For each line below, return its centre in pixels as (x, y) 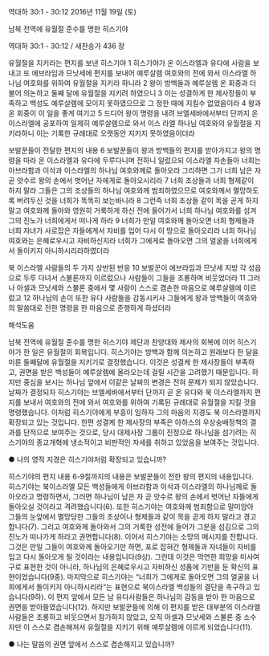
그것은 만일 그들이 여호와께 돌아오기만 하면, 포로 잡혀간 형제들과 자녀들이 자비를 (132, 547)
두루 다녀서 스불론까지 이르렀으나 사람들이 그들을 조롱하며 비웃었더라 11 (134, 278)
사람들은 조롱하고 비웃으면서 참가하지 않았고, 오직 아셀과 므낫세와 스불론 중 (125, 617)
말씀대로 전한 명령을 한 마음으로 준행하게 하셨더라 (94, 308)
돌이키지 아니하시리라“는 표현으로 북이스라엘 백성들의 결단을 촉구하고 (144, 587)
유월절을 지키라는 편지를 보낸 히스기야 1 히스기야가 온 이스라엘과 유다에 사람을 (130, 63)
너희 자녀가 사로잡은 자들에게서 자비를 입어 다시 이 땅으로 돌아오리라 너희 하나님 (132, 230)
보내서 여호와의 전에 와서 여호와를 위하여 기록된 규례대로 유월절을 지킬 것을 (140, 402)
